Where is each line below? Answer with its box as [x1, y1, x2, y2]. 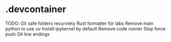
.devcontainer [5, 4, 66, 15]
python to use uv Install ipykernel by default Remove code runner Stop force [5, 25, 166, 31]
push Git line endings [5, 31, 50, 37]
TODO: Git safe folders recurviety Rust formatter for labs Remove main [5, 20, 154, 26]
